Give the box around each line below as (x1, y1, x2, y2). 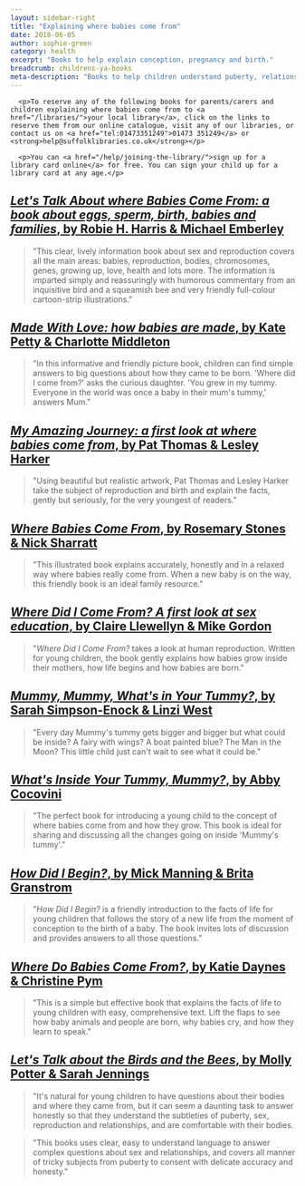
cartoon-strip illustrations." (32, 294, 133, 305)
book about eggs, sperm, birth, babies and (10, 208, 257, 223)
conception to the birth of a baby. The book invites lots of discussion (32, 923, 289, 934)
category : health (10, 47, 76, 56)
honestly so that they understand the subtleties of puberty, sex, (32, 1110, 270, 1121)
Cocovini (10, 786, 62, 802)
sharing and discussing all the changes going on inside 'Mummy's (32, 830, 279, 841)
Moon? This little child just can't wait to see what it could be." (32, 745, 262, 757)
